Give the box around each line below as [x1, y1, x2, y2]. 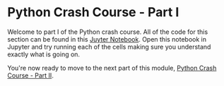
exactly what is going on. [7, 50, 80, 59]
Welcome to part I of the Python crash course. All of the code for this [7, 27, 208, 36]
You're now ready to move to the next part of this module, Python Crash [7, 63, 217, 72]
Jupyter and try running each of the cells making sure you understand [7, 42, 211, 51]
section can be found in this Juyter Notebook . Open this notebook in [7, 35, 207, 43]
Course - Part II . [7, 71, 54, 80]
